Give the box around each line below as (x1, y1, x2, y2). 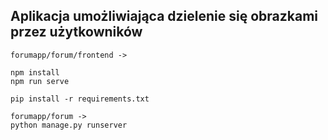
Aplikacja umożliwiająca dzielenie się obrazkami (10, 8, 319, 25)
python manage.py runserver (10, 120, 128, 130)
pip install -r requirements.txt (10, 94, 150, 104)
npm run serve (10, 76, 70, 86)
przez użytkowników (10, 24, 143, 41)
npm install (10, 67, 60, 78)
